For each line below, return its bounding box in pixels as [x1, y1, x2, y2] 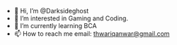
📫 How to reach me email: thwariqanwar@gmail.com [13, 30, 170, 38]
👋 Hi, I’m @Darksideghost [13, 7, 89, 15]
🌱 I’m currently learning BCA [13, 22, 97, 30]
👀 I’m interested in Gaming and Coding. [13, 14, 129, 22]
